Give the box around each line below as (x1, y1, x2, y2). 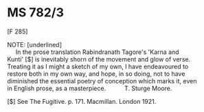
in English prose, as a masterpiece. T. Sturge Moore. (7, 84, 172, 92)
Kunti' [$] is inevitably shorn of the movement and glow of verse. (7, 55, 191, 63)
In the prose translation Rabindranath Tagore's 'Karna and (15, 48, 180, 56)
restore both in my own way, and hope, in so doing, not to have (7, 70, 185, 78)
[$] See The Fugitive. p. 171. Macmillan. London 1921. (7, 97, 157, 105)
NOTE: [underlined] (7, 40, 63, 48)
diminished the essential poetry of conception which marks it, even (7, 76, 197, 85)
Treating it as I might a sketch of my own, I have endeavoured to (7, 62, 189, 70)
